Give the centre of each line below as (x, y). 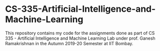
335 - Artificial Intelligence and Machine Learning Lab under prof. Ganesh (80, 38)
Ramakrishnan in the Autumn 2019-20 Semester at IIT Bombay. (69, 43)
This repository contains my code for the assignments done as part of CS (80, 33)
